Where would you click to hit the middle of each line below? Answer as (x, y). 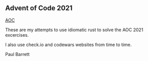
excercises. (17, 35)
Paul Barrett (18, 54)
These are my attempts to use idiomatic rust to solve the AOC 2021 (74, 30)
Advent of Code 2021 (39, 8)
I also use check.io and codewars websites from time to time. (68, 45)
